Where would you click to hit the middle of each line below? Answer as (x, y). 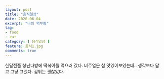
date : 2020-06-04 (23, 19)
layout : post (19, 10)
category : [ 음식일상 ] (28, 42)
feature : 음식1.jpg (24, 46)
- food (12, 32)
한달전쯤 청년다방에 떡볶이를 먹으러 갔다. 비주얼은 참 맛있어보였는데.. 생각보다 (80, 65)
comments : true (21, 51)
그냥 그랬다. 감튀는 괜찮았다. (37, 71)
